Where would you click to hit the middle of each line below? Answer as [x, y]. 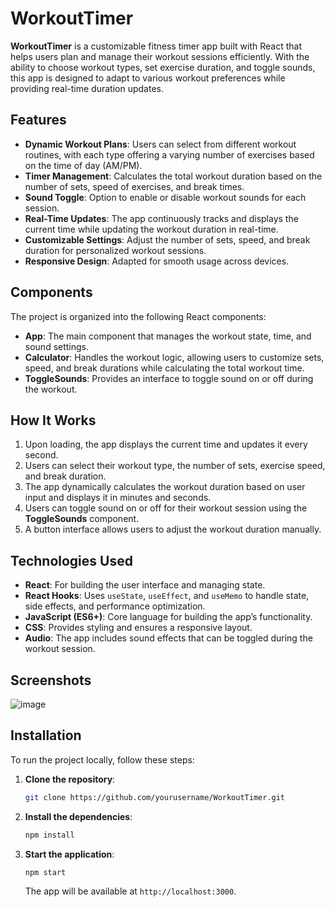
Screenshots [51, 680]
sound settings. [57, 346]
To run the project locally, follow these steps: [102, 759]
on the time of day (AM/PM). [83, 165]
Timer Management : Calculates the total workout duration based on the [173, 176]
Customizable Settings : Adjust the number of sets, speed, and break [167, 239]
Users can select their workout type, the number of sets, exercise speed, [175, 466]
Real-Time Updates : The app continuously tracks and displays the [161, 218]
